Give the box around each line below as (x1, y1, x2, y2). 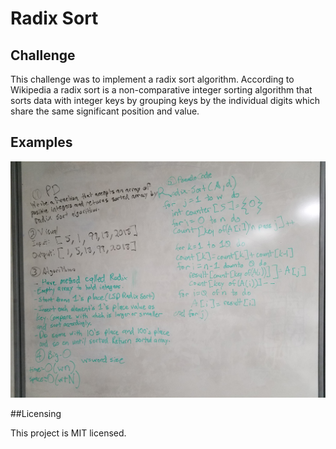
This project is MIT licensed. (10, 427, 127, 439)
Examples (10, 134, 73, 151)
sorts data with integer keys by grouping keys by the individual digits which (10, 95, 320, 106)
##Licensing (10, 407, 62, 419)
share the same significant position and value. (10, 105, 200, 117)
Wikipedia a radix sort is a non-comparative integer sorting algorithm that (10, 84, 313, 96)
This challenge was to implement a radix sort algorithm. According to (10, 73, 295, 85)
